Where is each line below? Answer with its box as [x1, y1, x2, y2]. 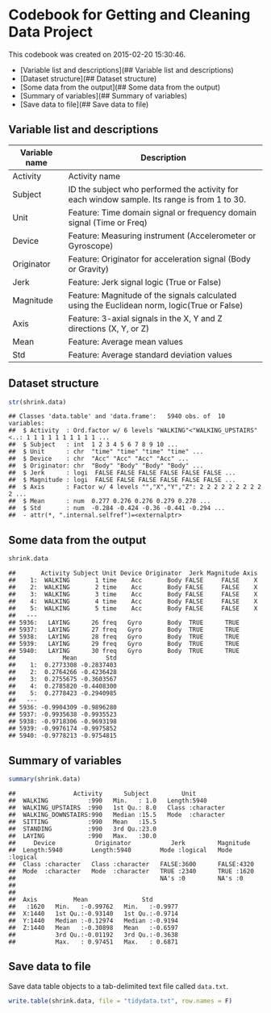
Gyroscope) [68, 240, 114, 251]
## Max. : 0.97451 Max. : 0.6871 [8, 938, 179, 946]
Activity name [68, 170, 121, 182]
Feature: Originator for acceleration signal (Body [68, 253, 252, 264]
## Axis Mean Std [8, 895, 153, 903]
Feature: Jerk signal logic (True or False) [68, 276, 222, 287]
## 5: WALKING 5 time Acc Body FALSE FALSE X [8, 605, 258, 613]
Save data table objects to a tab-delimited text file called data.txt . [8, 981, 229, 990]
